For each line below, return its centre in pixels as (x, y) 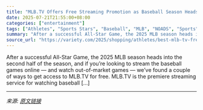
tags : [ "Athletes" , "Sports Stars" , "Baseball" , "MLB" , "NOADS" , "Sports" (102, 29)
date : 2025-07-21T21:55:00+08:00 (48, 18)
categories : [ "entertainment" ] (46, 23)
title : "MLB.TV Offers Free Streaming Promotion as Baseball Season (94, 12)
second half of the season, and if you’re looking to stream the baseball (94, 63)
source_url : (21, 40)
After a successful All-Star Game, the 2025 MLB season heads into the (94, 57)
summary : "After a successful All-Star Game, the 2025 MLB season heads (100, 34)
